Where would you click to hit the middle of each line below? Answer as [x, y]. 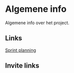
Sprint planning [20, 50]
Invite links [22, 66]
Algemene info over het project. [37, 23]
